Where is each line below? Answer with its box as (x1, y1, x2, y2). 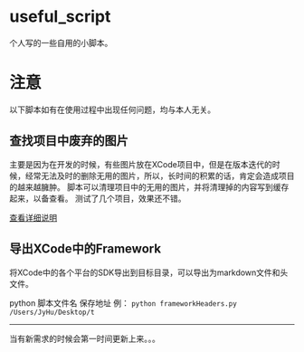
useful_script (9, 6, 111, 27)
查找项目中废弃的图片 (9, 133, 128, 148)
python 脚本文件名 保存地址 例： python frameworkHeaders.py (9, 297, 237, 309)
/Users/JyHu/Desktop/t (9, 308, 95, 317)
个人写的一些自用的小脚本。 (9, 37, 113, 48)
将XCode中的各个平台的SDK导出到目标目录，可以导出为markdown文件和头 (9, 267, 289, 278)
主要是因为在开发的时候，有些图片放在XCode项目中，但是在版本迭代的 (9, 158, 273, 169)
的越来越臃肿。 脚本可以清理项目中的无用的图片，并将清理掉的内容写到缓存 (9, 181, 290, 192)
